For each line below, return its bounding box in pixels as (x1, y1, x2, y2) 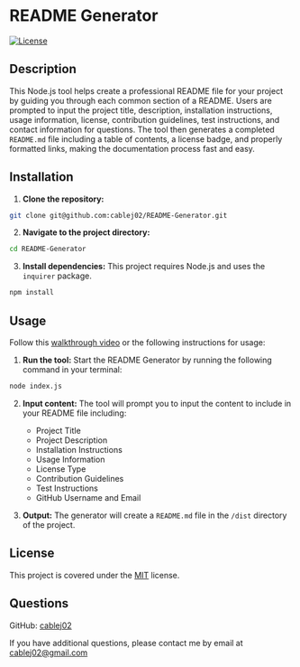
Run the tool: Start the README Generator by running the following (22, 354, 272, 365)
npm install (9, 288, 54, 297)
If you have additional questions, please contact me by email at (9, 637, 243, 648)
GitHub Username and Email (35, 492, 141, 503)
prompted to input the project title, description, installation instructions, (9, 105, 273, 116)
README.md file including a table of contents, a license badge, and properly (9, 133, 283, 145)
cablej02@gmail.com (9, 647, 88, 658)
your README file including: (22, 408, 127, 418)
